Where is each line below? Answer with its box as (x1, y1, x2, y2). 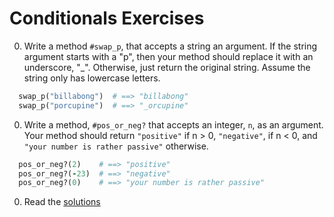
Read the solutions (23, 196, 101, 208)
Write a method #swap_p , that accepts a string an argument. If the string (23, 40, 318, 52)
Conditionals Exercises (9, 7, 205, 30)
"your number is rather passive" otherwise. (23, 140, 209, 152)
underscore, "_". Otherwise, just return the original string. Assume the (23, 61, 311, 73)
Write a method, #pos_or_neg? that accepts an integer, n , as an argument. (23, 118, 324, 131)
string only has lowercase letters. (23, 72, 161, 84)
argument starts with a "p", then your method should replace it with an (23, 50, 314, 62)
